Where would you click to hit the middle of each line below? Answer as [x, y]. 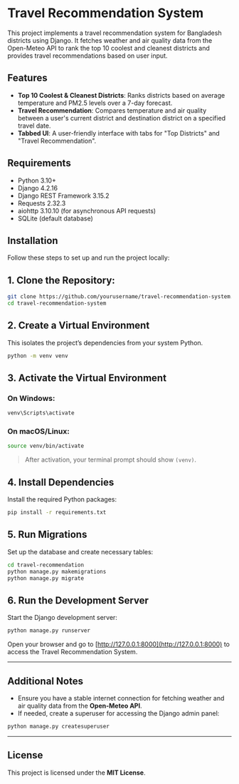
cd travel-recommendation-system [57, 304]
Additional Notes [46, 681]
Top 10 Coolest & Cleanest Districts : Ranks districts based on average [121, 95]
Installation [33, 240]
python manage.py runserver [49, 631]
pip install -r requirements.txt [57, 513]
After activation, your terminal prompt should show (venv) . [111, 460]
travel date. [34, 126]
